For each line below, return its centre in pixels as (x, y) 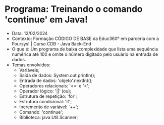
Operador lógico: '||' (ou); (45, 91)
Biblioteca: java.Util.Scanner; (49, 117)
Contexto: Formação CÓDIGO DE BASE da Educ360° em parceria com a (85, 39)
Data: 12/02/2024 (30, 33)
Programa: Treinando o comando (74, 9)
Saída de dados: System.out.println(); (57, 75)
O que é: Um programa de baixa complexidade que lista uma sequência (85, 49)
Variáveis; (29, 70)
